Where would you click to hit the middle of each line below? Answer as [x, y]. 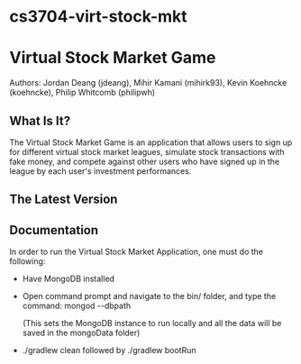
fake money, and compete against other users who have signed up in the [145, 161]
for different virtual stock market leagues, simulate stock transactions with [147, 151]
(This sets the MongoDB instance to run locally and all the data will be [152, 323]
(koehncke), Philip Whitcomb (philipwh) [82, 93]
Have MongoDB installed [68, 279]
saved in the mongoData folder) [81, 333]
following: [27, 261]
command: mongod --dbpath [77, 306]
